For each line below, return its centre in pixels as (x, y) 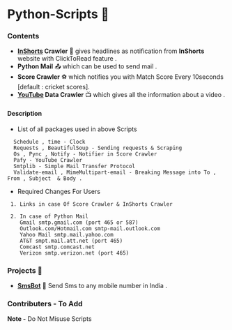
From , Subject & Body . (45, 178)
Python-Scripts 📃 (58, 14)
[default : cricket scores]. (54, 87)
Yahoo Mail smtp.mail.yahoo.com (67, 234)
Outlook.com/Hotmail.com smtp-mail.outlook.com (90, 228)
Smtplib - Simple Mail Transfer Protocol (75, 166)
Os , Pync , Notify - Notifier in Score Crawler (85, 154)
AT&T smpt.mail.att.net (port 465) (71, 241)
